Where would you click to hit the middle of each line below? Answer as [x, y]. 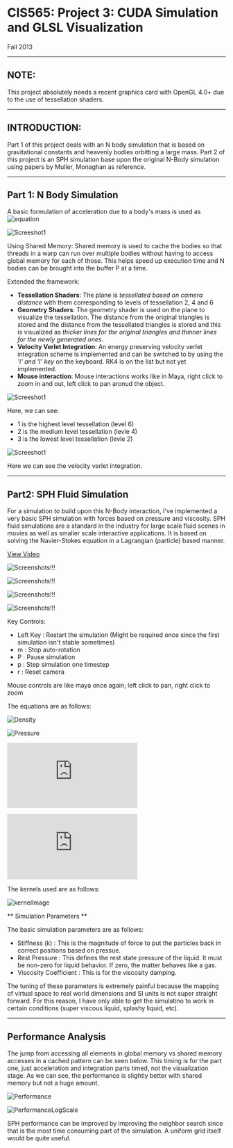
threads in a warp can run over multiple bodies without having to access [110, 253]
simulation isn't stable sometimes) [66, 642]
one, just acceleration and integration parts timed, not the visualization [108, 1068]
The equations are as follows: [49, 706]
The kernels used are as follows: [54, 889]
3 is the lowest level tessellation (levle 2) [75, 439]
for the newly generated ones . [60, 339]
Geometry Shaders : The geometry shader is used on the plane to [111, 310]
